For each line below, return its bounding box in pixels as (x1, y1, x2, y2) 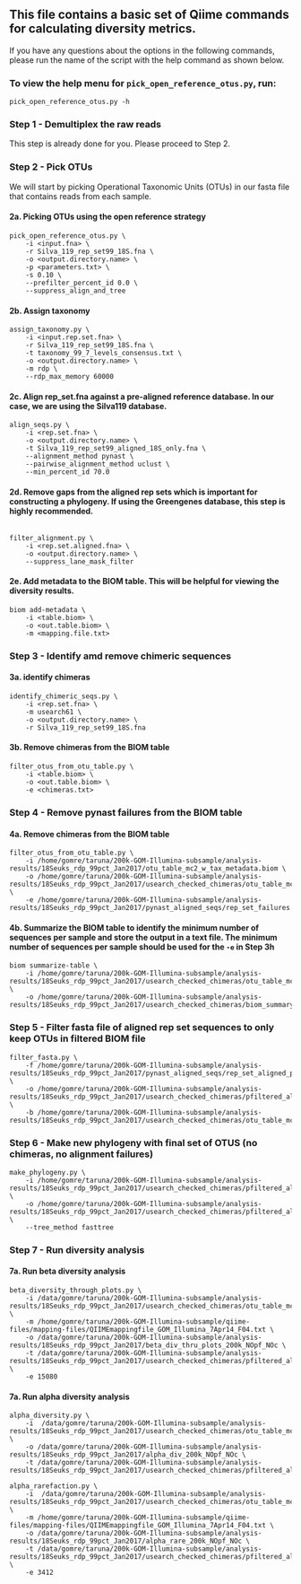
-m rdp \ (25, 364, 58, 373)
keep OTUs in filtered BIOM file (9, 1032, 146, 1045)
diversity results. (9, 585, 74, 596)
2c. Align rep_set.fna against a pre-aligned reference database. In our (9, 390, 275, 402)
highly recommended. (9, 505, 94, 516)
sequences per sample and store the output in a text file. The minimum (9, 932, 278, 942)
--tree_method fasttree (25, 1222, 115, 1232)
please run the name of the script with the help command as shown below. (9, 54, 285, 66)
